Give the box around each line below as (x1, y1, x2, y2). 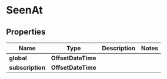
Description (102, 44, 136, 52)
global (9, 54, 28, 62)
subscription (9, 64, 46, 71)
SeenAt (6, 4, 43, 17)
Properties (6, 27, 46, 37)
